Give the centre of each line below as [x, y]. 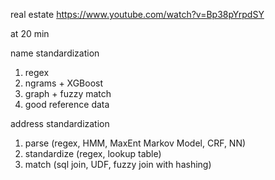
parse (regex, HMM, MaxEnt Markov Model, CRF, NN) [135, 143]
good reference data [67, 104]
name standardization [55, 53]
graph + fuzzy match [68, 93]
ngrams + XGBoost [64, 83]
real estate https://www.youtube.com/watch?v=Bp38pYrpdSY [137, 14]
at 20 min [30, 33]
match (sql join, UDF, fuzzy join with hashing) [118, 164]
